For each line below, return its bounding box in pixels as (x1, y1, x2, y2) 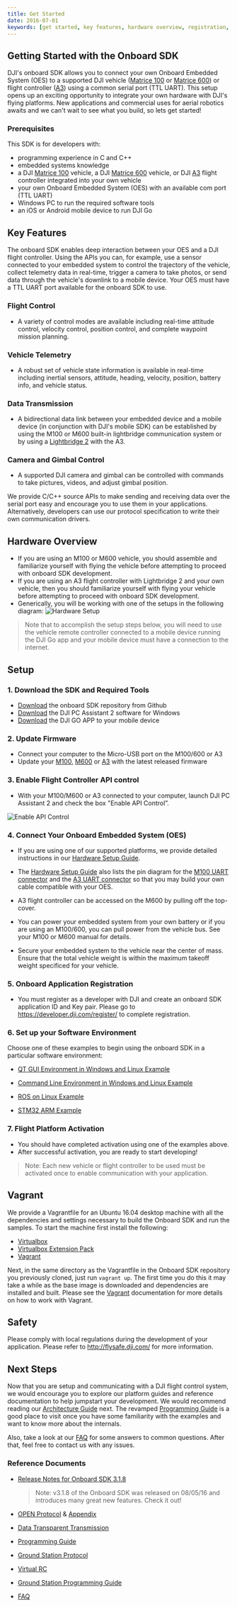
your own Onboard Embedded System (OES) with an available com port (17, 183, 226, 192)
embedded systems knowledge (17, 161, 110, 170)
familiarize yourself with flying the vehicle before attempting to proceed (17, 562, 226, 570)
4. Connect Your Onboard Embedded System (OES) (7, 830, 187, 840)
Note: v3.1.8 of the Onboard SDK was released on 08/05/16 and (35, 1488, 221, 1497)
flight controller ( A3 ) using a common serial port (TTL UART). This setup (7, 84, 218, 92)
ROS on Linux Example (17, 1092, 84, 1101)
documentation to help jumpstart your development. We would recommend (7, 1397, 226, 1406)
